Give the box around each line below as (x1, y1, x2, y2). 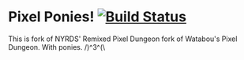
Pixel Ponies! (8, 8, 95, 26)
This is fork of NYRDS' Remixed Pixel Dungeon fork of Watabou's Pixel (8, 34, 238, 43)
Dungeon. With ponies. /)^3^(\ (8, 42, 106, 51)
